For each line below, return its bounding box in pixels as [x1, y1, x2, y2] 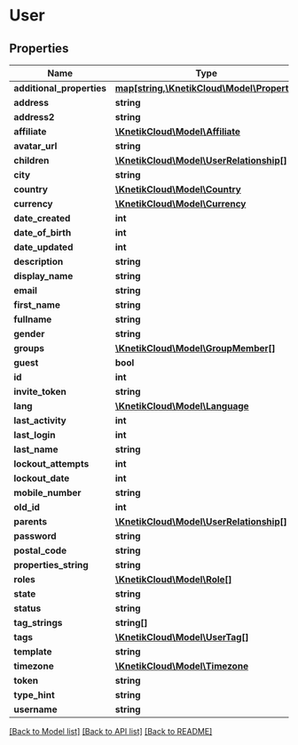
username [13, 703, 58, 716]
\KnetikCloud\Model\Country [114, 183, 241, 196]
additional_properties [13, 82, 106, 94]
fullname [13, 313, 52, 325]
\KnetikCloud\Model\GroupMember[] [114, 342, 276, 354]
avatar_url [13, 140, 58, 152]
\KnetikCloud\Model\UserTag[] [114, 631, 249, 643]
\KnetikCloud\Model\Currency [114, 197, 247, 210]
